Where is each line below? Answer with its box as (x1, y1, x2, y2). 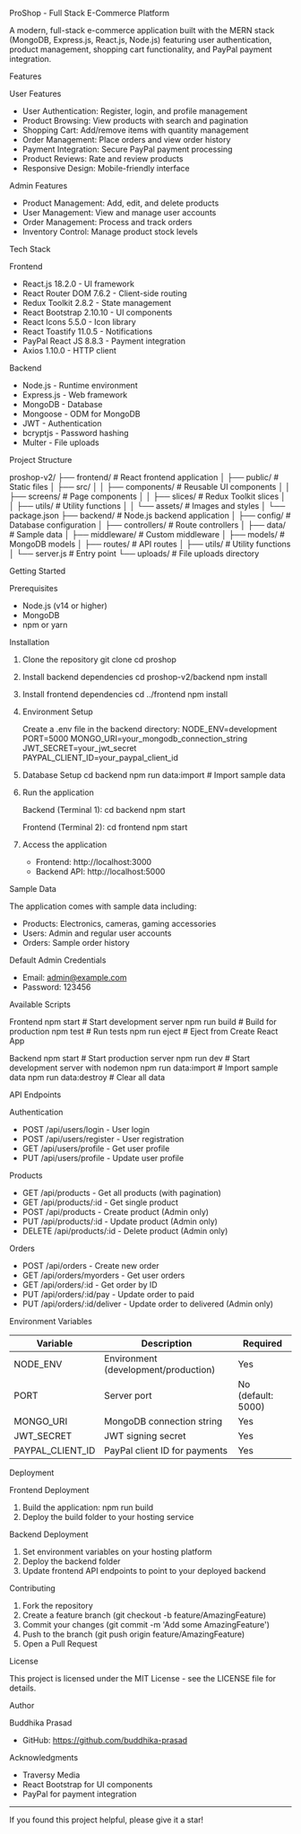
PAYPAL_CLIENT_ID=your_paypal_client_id (21, 753, 179, 763)
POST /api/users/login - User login (21, 1124, 150, 1134)
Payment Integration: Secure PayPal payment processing (21, 144, 233, 154)
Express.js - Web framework (21, 389, 128, 400)
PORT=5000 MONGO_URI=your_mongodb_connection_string (21, 733, 248, 744)
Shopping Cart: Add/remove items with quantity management (21, 125, 249, 135)
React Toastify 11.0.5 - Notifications (21, 327, 153, 336)
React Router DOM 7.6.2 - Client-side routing (21, 288, 188, 299)
